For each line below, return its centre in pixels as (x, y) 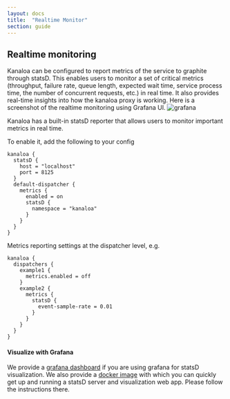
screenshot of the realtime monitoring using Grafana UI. (86, 108)
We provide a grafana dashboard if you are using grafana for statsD (103, 367)
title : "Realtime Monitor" (48, 20)
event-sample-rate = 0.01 (75, 307)
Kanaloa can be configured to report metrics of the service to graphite (107, 71)
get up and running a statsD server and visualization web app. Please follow (115, 382)
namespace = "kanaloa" (65, 209)
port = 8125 (37, 173)
